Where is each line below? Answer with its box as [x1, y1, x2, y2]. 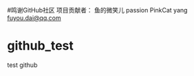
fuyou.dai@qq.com [7, 14, 61, 22]
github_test [7, 38, 74, 54]
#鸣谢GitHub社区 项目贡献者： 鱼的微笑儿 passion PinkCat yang [7, 6, 188, 14]
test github [7, 61, 38, 69]
